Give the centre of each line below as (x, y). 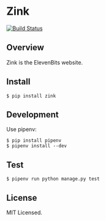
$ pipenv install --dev (37, 146)
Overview (25, 48)
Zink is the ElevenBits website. (45, 62)
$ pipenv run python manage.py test (53, 179)
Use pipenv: (21, 130)
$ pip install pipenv (34, 141)
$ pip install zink (31, 96)
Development (33, 114)
